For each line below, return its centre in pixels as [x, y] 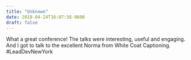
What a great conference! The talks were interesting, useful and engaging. [96, 39]
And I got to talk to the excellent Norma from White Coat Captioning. [88, 45]
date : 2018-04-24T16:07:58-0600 [45, 17]
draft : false [22, 22]
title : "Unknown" [27, 11]
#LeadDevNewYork [30, 52]
